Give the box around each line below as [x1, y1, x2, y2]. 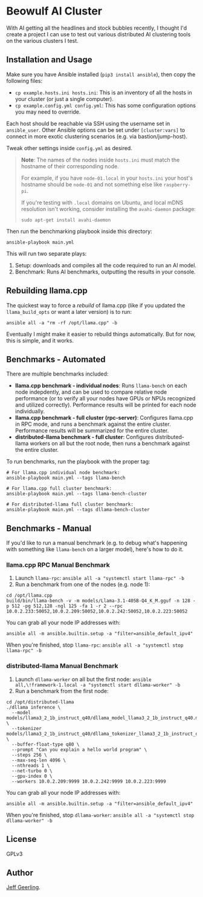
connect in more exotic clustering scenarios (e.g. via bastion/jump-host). [6, 132, 188, 140]
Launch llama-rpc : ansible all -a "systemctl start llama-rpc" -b [14, 575, 184, 582]
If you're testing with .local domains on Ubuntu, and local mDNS [21, 198, 184, 206]
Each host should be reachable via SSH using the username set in [6, 120, 170, 127]
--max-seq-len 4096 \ [11, 757, 66, 763]
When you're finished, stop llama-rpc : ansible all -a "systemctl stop [6, 641, 184, 648]
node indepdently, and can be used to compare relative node [14, 388, 167, 396]
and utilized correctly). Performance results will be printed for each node [14, 401, 196, 409]
